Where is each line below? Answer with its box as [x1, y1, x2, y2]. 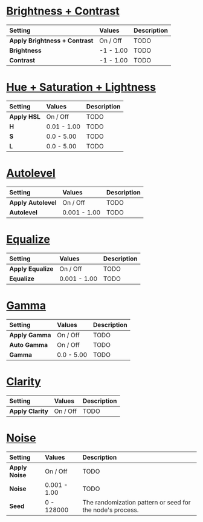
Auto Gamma [9, 340, 48, 349]
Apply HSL [9, 112, 41, 121]
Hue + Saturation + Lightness [6, 81, 156, 94]
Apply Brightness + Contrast [9, 36, 94, 45]
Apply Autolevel [9, 198, 57, 206]
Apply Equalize [9, 265, 54, 273]
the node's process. [82, 506, 139, 514]
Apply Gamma [9, 331, 51, 339]
